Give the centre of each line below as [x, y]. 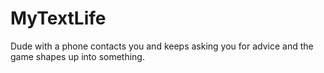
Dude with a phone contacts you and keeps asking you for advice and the [162, 46]
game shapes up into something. [77, 56]
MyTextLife [58, 18]
